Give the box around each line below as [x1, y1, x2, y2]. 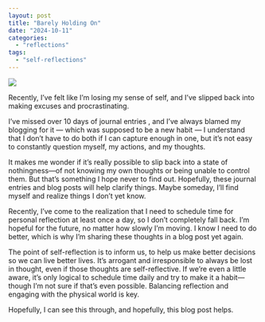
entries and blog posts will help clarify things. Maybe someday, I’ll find [8, 182, 239, 192]
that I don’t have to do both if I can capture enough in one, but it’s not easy [8, 133, 253, 143]
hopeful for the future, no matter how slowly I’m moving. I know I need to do [8, 223, 257, 233]
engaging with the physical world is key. [8, 289, 140, 299]
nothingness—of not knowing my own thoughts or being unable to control [8, 165, 251, 175]
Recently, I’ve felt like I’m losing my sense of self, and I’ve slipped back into [8, 92, 255, 102]
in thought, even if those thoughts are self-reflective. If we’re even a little [8, 264, 247, 274]
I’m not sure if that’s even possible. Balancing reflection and [33, 281, 229, 290]
